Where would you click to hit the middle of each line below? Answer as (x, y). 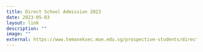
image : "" (19, 34)
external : (19, 39)
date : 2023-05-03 (28, 17)
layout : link (23, 23)
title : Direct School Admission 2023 (54, 12)
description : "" (27, 28)
